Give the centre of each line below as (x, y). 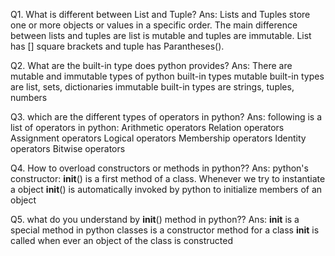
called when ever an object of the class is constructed (122, 240)
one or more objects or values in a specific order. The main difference (154, 25)
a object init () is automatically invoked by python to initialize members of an (166, 189)
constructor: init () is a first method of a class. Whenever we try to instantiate (168, 178)
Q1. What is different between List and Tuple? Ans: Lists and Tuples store (160, 14)
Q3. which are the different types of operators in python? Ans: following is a (166, 117)
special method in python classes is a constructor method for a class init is (165, 230)
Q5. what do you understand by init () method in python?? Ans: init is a (155, 219)
